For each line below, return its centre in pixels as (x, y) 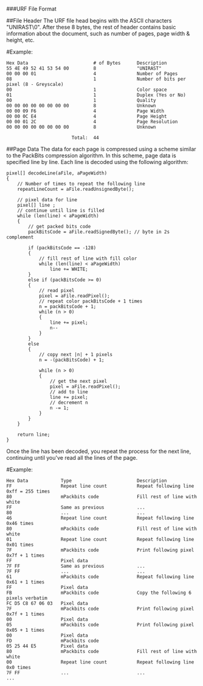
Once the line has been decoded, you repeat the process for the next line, (99, 451)
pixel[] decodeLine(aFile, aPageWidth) (57, 173)
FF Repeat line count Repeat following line (100, 486)
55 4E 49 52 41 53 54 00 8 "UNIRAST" (84, 68)
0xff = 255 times (28, 491)
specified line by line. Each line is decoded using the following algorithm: (97, 162)
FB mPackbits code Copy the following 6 (99, 593)
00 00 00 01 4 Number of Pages (92, 74)
